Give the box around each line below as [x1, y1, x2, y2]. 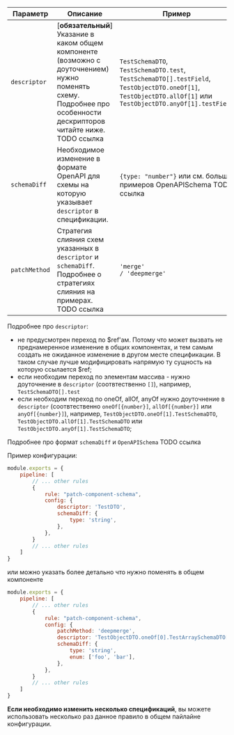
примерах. [56, 296, 93, 305]
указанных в [56, 244, 100, 253]
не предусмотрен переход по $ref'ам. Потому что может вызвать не [17, 335, 223, 344]
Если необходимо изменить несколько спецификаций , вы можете [7, 705, 211, 713]
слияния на [56, 287, 95, 297]
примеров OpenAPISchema [119, 180, 212, 189]
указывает [56, 198, 93, 207]
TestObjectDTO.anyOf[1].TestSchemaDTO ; [17, 425, 132, 432]
